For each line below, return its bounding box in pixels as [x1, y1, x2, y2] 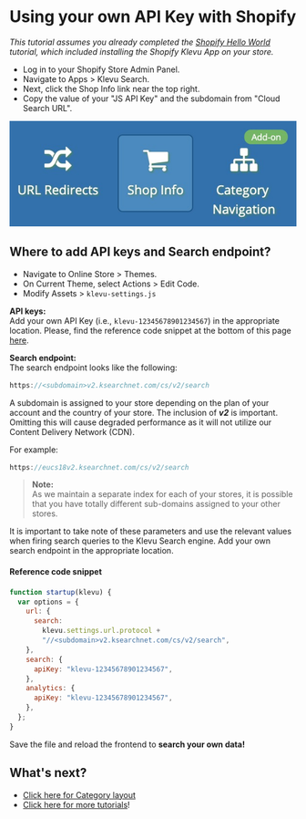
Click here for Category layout [22, 789, 137, 800]
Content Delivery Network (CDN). [9, 426, 135, 437]
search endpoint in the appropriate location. [9, 545, 175, 556]
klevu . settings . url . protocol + [42, 627, 161, 636]
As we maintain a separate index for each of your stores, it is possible [31, 489, 293, 500]
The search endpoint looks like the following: [9, 362, 178, 373]
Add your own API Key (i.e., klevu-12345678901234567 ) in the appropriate [9, 315, 280, 326]
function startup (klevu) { [9, 587, 112, 596]
